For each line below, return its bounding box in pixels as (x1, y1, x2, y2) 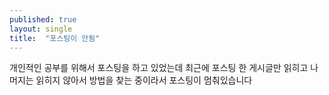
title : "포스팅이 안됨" (9, 33, 101, 43)
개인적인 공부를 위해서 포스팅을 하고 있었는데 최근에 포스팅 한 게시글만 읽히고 (9, 62, 309, 74)
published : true (9, 14, 77, 25)
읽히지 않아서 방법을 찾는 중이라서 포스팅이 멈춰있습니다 (35, 74, 253, 86)
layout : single (9, 24, 73, 34)
